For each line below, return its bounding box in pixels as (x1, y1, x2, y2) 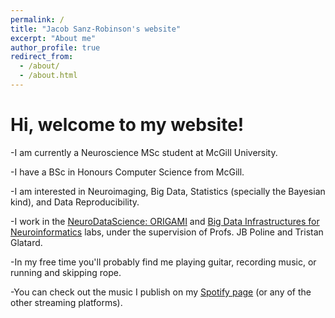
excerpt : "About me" (10, 33, 97, 43)
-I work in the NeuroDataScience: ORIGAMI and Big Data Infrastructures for (10, 215, 320, 227)
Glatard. (10, 236, 43, 248)
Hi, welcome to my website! (10, 114, 245, 136)
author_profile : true (10, 42, 101, 53)
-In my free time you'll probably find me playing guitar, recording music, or (10, 256, 317, 268)
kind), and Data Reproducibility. (10, 196, 140, 208)
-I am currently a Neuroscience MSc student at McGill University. (10, 146, 278, 158)
